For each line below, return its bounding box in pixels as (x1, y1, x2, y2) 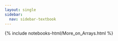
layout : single (4, 7, 36, 12)
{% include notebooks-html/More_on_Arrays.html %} (4, 30, 114, 36)
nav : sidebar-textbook (9, 16, 56, 21)
